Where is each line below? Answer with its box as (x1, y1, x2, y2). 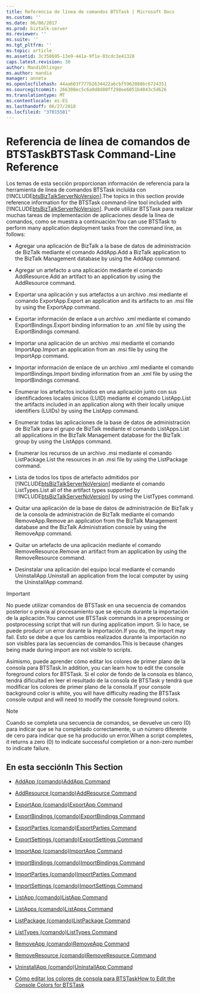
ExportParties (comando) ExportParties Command (14, 824, 137, 832)
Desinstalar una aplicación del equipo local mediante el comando (14, 566, 175, 573)
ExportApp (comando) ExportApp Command (14, 801, 122, 808)
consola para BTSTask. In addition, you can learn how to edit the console (6, 664, 184, 671)
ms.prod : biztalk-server (6, 25, 68, 32)
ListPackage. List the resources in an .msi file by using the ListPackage (14, 456, 188, 463)
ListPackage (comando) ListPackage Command (14, 917, 130, 925)
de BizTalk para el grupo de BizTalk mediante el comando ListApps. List (14, 425, 189, 433)
